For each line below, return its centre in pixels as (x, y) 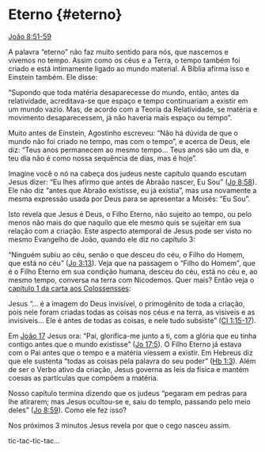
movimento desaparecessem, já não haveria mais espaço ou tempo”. (120, 117)
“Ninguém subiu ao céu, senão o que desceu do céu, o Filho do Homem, (127, 254)
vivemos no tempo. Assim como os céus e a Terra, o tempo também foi (124, 60)
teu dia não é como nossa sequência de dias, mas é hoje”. (103, 158)
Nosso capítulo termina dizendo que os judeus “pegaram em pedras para (128, 393)
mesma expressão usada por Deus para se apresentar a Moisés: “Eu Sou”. (129, 199)
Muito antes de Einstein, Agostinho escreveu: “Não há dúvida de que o (123, 133)
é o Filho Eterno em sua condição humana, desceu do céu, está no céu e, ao (133, 272)
